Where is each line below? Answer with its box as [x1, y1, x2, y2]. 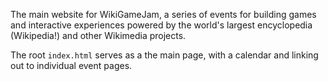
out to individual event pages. [10, 60, 133, 71]
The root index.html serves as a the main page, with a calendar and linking [10, 49, 319, 61]
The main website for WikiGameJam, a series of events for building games [10, 9, 317, 20]
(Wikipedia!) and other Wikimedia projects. [10, 30, 187, 41]
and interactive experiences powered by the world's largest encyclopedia [10, 19, 313, 31]
